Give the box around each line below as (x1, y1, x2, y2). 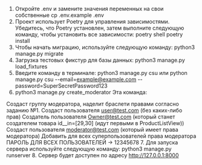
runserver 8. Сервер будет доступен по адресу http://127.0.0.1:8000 (6, 152, 180, 159)
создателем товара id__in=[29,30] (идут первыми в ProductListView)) (6, 120, 184, 126)
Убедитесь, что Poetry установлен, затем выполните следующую (15, 24, 184, 31)
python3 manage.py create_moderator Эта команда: (15, 89, 148, 95)
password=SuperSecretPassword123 (15, 82, 108, 89)
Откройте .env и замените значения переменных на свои (15, 5, 164, 12)
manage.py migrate (15, 50, 64, 57)
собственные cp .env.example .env (15, 11, 105, 19)
